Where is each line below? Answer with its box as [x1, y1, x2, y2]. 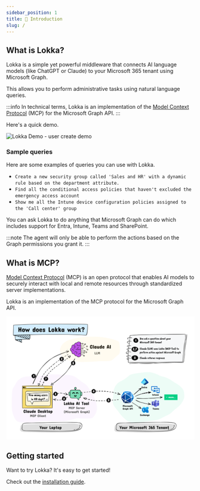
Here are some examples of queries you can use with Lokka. [6, 161, 155, 169]
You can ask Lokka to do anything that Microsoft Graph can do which [6, 216, 176, 224]
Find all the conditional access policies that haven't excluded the [14, 187, 192, 193]
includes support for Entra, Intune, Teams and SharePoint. [6, 222, 149, 230]
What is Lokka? [6, 45, 64, 55]
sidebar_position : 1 [6, 10, 58, 16]
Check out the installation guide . [6, 478, 86, 486]
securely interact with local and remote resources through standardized [6, 280, 183, 287]
